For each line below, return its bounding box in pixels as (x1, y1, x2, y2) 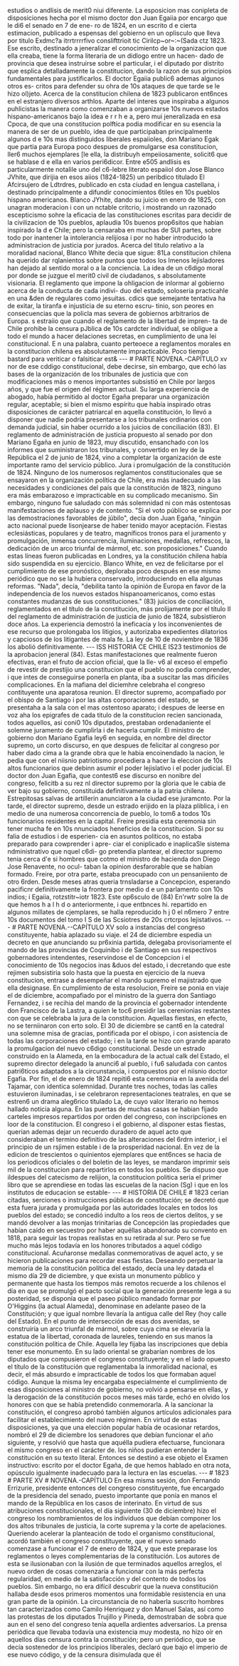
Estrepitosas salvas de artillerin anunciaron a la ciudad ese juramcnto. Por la (7, 794, 231, 802)
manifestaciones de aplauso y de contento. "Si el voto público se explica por (7, 506, 232, 514)
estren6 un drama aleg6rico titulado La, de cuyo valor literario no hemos (7, 1098, 219, 1105)
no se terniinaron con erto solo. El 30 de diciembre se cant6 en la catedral (7, 1021, 225, 1030)
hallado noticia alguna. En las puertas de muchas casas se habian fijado (7, 1105, 218, 1113)
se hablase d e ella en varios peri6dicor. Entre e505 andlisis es (7, 158, 191, 166)
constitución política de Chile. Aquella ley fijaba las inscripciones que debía (7, 1340, 228, 1348)
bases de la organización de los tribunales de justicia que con (7, 370, 188, 378)
